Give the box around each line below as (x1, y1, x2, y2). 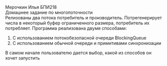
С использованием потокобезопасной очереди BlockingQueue (12, 35, 146, 41)
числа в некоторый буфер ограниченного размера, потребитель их (5, 20, 150, 26)
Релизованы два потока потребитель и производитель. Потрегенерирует (5, 15, 162, 20)
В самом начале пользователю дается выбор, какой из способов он (5, 50, 151, 56)
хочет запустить (5, 55, 40, 61)
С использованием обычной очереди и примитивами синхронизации (12, 40, 161, 46)
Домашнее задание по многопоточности (5, 9, 93, 15)
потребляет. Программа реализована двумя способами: (5, 25, 127, 31)
